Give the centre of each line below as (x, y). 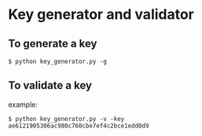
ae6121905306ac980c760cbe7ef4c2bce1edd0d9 (79, 126)
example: (23, 105)
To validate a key (50, 85)
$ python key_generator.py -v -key (66, 119)
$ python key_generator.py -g (58, 61)
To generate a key (53, 44)
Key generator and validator (101, 15)
